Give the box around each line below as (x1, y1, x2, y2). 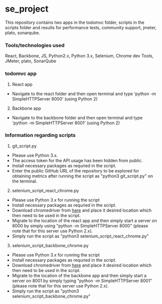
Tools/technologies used (5, 42, 65, 49)
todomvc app (5, 70, 37, 77)
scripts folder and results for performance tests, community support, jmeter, (5, 24, 157, 30)
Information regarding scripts (5, 132, 76, 139)
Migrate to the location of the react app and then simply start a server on (12, 218, 157, 223)
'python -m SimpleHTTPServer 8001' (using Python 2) (12, 120, 120, 126)
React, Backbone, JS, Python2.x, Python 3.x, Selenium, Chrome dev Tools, (5, 53, 154, 59)
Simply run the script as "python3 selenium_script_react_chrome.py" (12, 233, 149, 239)
